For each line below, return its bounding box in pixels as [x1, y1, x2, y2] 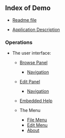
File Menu [27, 117, 47, 123]
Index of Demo [5, 4, 51, 12]
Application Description [12, 27, 60, 33]
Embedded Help [19, 98, 53, 104]
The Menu [19, 107, 41, 113]
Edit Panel [19, 79, 40, 85]
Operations [5, 39, 33, 46]
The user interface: [12, 50, 52, 56]
